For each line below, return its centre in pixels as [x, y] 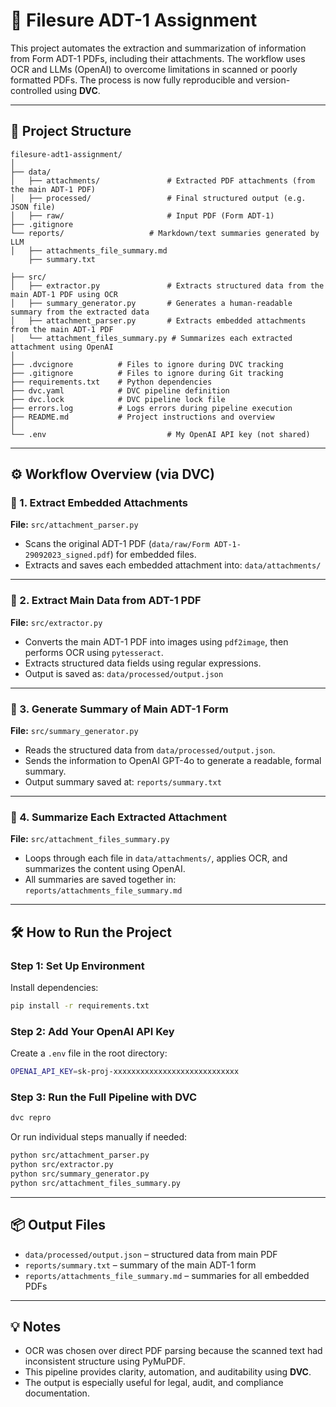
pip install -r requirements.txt [80, 1006]
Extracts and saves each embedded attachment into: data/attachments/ [173, 565]
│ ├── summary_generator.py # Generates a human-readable [151, 303]
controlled [31, 90]
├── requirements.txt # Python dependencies [111, 382]
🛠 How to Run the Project [91, 932]
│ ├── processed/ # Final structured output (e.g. [158, 198]
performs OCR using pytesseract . [94, 652]
